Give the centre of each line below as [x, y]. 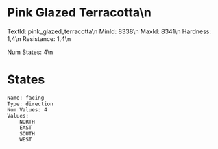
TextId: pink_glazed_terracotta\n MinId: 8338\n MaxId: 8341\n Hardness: [109, 31]
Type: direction [30, 104]
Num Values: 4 [27, 110]
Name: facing [26, 98]
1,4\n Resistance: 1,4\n [39, 38]
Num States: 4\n [30, 52]
